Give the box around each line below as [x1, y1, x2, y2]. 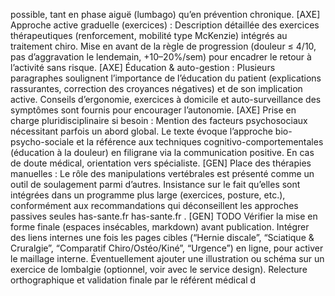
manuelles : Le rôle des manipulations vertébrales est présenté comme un [10, 168, 315, 179]
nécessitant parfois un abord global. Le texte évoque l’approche [10, 125, 273, 137]
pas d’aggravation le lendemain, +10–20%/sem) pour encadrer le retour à [10, 51, 312, 63]
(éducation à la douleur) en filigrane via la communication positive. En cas [10, 147, 315, 158]
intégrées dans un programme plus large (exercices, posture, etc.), [10, 189, 286, 201]
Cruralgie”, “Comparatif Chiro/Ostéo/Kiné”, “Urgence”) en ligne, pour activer [10, 242, 324, 254]
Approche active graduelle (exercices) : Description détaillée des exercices [10, 19, 320, 31]
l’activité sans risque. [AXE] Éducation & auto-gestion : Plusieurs [10, 62, 276, 73]
